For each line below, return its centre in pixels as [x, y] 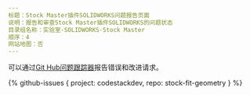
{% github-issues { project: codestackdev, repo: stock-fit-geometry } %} [125, 83]
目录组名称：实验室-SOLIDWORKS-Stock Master [76, 30]
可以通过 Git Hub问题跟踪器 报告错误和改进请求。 [85, 68]
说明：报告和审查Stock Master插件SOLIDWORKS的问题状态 [91, 23]
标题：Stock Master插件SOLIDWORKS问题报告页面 [79, 15]
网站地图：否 [26, 44]
